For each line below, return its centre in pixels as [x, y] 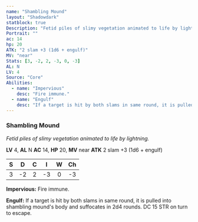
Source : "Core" [25, 77]
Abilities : [19, 83]
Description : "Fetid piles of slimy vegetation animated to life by [92, 28]
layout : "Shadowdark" [33, 17]
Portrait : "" [22, 34]
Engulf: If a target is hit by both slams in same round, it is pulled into [89, 200]
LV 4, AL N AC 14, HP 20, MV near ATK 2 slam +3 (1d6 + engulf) [85, 150]
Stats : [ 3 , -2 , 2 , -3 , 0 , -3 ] [43, 61]
